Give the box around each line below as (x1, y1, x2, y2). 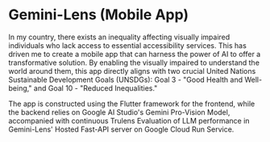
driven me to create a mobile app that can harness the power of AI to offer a (8, 49, 261, 59)
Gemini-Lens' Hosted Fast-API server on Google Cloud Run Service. (8, 124, 235, 134)
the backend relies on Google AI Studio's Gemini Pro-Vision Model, (8, 107, 231, 117)
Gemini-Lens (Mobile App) (8, 6, 189, 24)
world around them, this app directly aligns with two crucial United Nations (8, 66, 256, 75)
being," (8, 83, 32, 93)
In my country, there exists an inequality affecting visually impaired (8, 32, 231, 42)
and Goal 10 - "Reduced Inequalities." (33, 83, 158, 93)
